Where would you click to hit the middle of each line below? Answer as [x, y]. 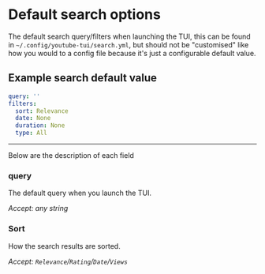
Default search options [85, 15]
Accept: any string [38, 208]
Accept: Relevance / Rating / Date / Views [68, 261]
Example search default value [83, 78]
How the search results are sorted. [64, 246]
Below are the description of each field [71, 155]
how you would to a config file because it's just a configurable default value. [132, 53]
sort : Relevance [42, 111]
